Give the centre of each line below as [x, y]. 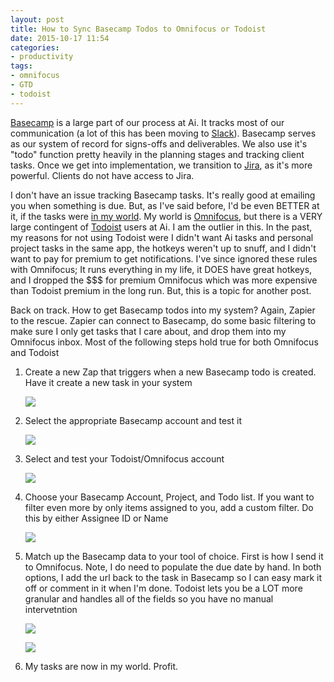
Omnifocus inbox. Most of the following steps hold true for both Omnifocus [164, 342]
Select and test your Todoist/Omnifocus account [124, 458]
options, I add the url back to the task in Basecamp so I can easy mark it [173, 577]
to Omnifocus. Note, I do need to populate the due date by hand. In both [173, 567]
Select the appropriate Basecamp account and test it [133, 420]
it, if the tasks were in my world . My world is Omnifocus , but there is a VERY [166, 216]
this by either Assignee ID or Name [96, 518]
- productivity [42, 57]
